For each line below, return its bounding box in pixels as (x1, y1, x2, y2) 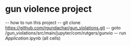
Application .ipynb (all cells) (5, 35, 61, 41)
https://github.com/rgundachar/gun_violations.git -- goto (5, 24, 121, 30)
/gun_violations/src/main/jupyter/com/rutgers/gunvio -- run (5, 30, 127, 36)
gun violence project (5, 3, 92, 15)
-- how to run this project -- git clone (5, 20, 81, 25)
